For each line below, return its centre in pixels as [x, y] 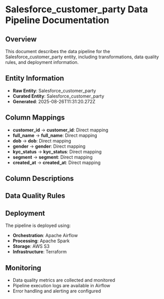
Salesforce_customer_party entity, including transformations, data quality [82, 57]
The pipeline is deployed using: [38, 225]
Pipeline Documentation [57, 20]
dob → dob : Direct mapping [42, 141]
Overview [21, 39]
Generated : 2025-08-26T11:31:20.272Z [54, 101]
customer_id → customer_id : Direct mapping [60, 130]
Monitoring [23, 268]
